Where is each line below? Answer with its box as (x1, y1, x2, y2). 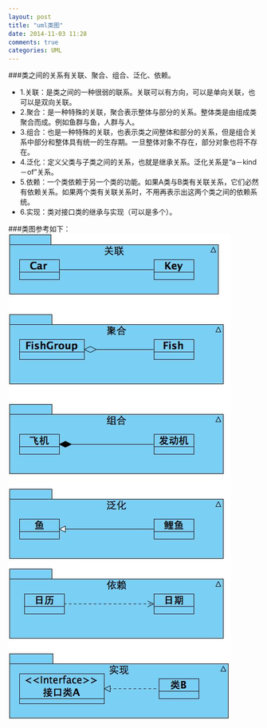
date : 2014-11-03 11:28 (8, 30, 88, 38)
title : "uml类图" (8, 21, 64, 30)
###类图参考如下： (8, 224, 71, 234)
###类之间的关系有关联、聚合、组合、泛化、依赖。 (8, 70, 175, 80)
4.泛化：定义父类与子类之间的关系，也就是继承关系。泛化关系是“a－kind (19, 157, 257, 167)
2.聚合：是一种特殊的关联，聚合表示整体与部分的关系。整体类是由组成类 (19, 108, 257, 117)
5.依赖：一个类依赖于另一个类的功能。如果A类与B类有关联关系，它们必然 (19, 177, 259, 187)
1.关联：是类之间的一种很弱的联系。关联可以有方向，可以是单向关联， (19, 88, 249, 97)
